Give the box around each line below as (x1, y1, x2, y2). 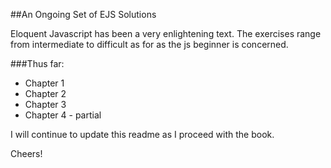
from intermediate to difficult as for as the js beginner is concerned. (10, 39, 289, 50)
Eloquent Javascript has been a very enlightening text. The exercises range (10, 28, 322, 39)
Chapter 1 (24, 77, 65, 89)
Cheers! (10, 148, 43, 159)
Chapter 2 (24, 88, 67, 99)
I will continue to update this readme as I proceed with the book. (10, 129, 275, 140)
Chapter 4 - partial (24, 109, 102, 121)
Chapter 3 (24, 99, 67, 110)
